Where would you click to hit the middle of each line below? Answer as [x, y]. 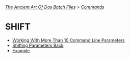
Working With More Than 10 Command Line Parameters [68, 40]
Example [21, 50]
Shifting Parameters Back [38, 45]
